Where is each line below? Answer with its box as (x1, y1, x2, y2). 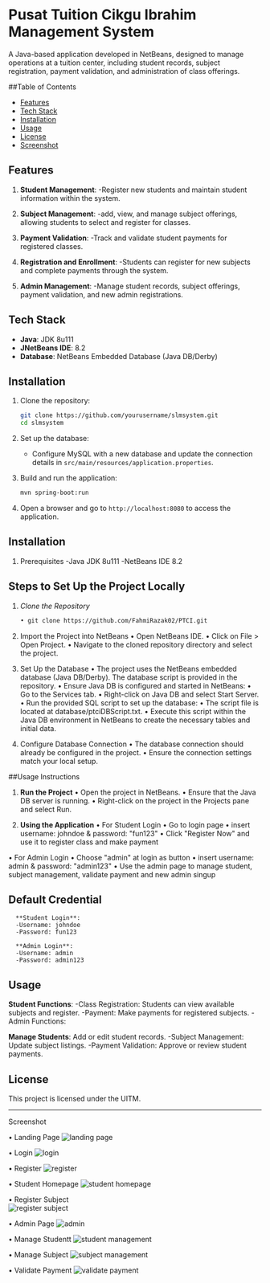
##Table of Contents (8, 82, 76, 92)
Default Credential (8, 893, 102, 906)
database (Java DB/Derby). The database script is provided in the (19, 672, 238, 682)
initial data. (19, 723, 56, 733)
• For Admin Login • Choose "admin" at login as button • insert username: (8, 852, 255, 862)
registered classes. (19, 241, 84, 251)
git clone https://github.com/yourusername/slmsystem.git (19, 411, 219, 419)
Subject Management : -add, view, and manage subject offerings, (19, 209, 238, 219)
